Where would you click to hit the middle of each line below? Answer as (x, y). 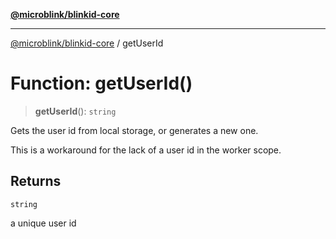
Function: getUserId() (101, 83)
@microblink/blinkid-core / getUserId (87, 43)
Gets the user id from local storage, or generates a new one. (134, 130)
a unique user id (43, 223)
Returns (36, 181)
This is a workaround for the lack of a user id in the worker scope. (146, 150)
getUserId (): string (75, 111)
